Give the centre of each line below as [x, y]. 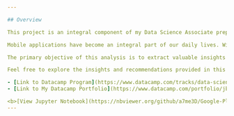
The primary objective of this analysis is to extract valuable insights [117, 57]
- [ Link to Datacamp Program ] [51, 83]
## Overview [24, 19]
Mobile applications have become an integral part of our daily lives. [113, 45]
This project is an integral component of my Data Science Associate [110, 32]
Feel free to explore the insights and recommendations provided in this [117, 70]
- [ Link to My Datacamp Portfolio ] [59, 89]
